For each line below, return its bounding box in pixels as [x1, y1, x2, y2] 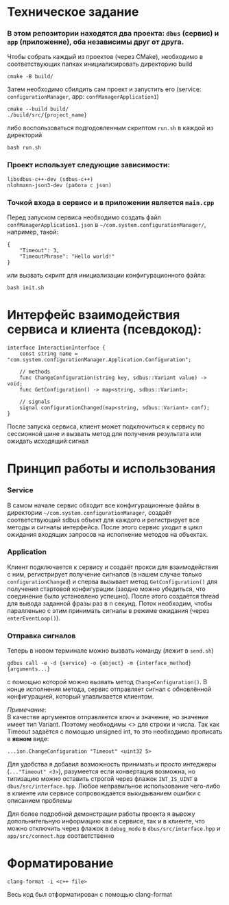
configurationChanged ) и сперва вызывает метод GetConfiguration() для [7, 577, 218, 586]
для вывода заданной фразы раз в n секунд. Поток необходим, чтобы [7, 599, 213, 607]
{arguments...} [7, 666, 51, 673]
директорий [7, 131, 43, 139]
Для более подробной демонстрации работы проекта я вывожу [7, 810, 195, 818]
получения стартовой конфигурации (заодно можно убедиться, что [7, 584, 206, 593]
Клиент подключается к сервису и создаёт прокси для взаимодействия [7, 563, 219, 571]
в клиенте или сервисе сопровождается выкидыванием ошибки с [7, 789, 202, 797]
